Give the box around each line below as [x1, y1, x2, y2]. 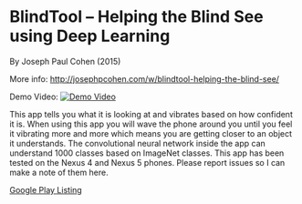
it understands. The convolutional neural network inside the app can [9, 138, 266, 148]
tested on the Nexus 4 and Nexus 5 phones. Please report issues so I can [9, 157, 286, 168]
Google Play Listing [9, 184, 82, 195]
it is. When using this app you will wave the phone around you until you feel [9, 118, 293, 129]
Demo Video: [9, 91, 59, 102]
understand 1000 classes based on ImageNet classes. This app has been [9, 148, 285, 158]
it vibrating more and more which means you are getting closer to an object [9, 127, 293, 138]
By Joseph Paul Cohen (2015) [9, 56, 121, 66]
